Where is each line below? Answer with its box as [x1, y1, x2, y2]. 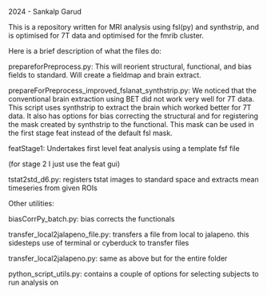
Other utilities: [8, 199, 54, 208]
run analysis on [8, 277, 58, 287]
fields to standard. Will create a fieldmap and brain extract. [8, 70, 201, 79]
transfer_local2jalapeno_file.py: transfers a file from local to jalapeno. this [8, 229, 249, 239]
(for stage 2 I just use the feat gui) [8, 159, 121, 169]
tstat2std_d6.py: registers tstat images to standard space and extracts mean [8, 175, 259, 184]
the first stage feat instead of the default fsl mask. [8, 128, 173, 138]
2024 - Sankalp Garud [8, 7, 82, 16]
